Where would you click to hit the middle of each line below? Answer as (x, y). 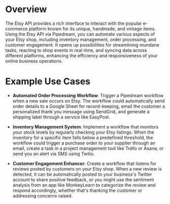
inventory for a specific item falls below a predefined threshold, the (83, 137)
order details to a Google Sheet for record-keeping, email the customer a (89, 106)
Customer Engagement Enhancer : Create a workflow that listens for (84, 164)
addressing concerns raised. (42, 195)
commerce (16, 28)
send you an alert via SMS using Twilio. (54, 153)
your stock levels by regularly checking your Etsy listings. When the (83, 132)
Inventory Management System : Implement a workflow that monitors (86, 127)
